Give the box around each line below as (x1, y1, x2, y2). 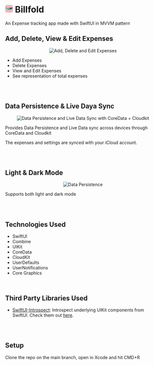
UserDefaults (12, 259, 39, 265)
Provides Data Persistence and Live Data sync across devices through (5, 125, 148, 131)
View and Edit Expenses (12, 68, 62, 73)
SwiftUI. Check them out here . (12, 312, 74, 318)
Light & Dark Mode (5, 168, 63, 177)
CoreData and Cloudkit (5, 130, 52, 136)
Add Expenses (12, 57, 42, 63)
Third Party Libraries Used (5, 294, 88, 302)
